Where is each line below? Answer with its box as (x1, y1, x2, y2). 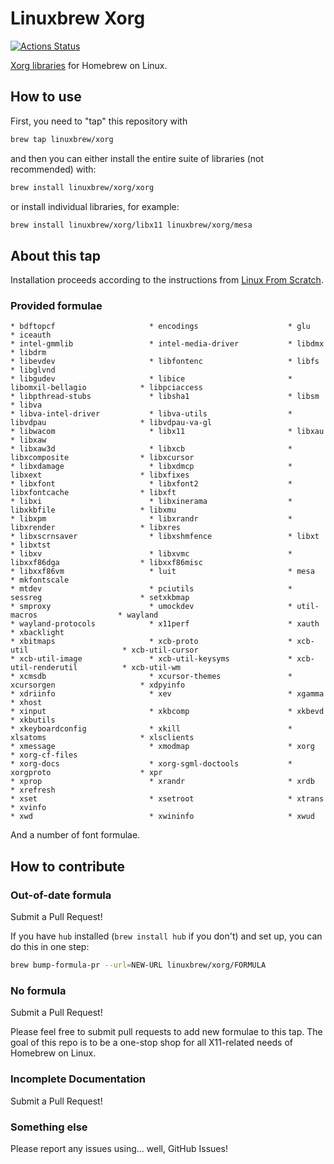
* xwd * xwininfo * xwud (10, 812, 315, 822)
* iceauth (10, 330, 52, 341)
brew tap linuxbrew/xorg (10, 134, 114, 144)
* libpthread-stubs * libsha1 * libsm (10, 392, 320, 402)
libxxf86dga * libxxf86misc (10, 558, 203, 568)
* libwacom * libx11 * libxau (10, 427, 325, 437)
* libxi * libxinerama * (10, 497, 293, 507)
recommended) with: (10, 163, 97, 175)
